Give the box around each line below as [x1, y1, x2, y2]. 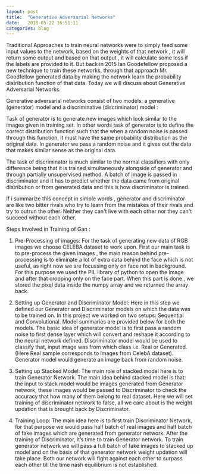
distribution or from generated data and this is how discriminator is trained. [6, 184, 190, 191]
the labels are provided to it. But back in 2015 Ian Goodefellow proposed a [6, 61, 187, 68]
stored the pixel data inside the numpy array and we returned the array [14, 281, 189, 288]
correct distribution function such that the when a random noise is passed [6, 128, 187, 135]
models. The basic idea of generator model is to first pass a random [14, 325, 182, 332]
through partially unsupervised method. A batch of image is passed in [6, 171, 177, 178]
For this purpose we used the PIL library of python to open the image [14, 269, 185, 276]
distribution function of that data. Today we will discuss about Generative [6, 80, 186, 87]
